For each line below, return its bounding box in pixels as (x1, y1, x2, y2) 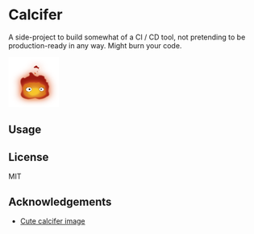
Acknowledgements (8, 195, 112, 208)
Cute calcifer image (19, 216, 86, 226)
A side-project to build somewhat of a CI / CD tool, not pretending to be (8, 32, 246, 42)
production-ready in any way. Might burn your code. (8, 40, 182, 50)
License (8, 150, 49, 164)
